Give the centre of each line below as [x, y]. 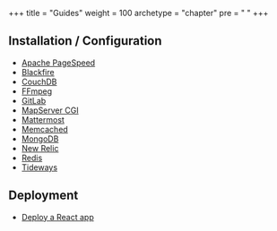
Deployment [43, 196]
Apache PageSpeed [58, 63]
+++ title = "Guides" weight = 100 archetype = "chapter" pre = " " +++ [138, 13]
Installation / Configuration [85, 41]
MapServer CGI [50, 110]
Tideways [39, 167]
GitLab [34, 100]
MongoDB [40, 139]
